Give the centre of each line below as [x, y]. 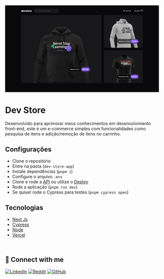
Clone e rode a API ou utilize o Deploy [50, 182]
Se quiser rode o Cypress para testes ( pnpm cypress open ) [70, 192]
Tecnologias [24, 207]
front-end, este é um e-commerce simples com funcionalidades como [76, 129]
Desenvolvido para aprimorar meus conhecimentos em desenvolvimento [78, 124]
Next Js [20, 219]
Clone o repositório [31, 161]
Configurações [29, 149]
